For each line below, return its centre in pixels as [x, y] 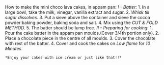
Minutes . [14, 49]
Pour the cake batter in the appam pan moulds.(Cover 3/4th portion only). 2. [82, 33]
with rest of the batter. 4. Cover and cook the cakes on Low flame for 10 [78, 43]
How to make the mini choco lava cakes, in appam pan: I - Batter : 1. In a [77, 7]
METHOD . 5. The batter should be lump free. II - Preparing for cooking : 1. [79, 28]
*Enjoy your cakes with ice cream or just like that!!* [63, 58]
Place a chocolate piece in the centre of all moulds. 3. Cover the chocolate [80, 38]
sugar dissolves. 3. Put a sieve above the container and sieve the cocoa [78, 17]
